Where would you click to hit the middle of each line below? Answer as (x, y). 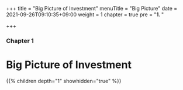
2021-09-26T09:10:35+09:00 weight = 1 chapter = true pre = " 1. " (85, 15)
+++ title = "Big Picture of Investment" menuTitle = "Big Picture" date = (92, 8)
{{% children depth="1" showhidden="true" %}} (64, 81)
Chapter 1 (20, 41)
